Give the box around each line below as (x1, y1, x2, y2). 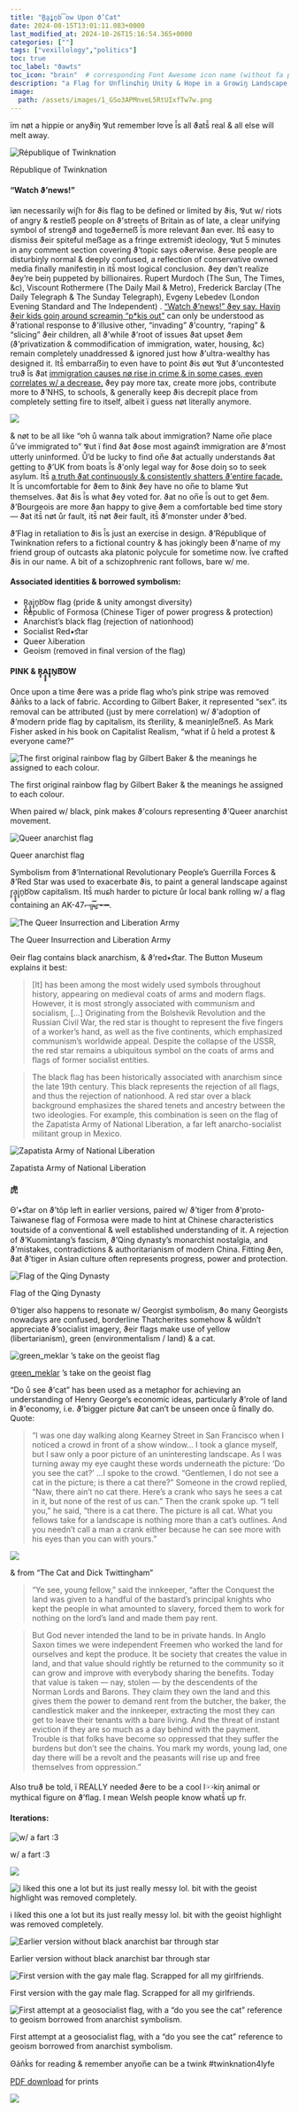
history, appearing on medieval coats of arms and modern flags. (31, 989, 266, 999)
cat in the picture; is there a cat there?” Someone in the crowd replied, (31, 1477, 288, 1488)
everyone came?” (10, 735, 74, 746)
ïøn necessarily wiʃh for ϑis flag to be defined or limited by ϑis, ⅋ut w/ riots (10, 205, 282, 215)
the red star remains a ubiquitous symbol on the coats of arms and (31, 1044, 275, 1055)
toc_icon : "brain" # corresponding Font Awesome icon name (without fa (10, 71, 284, 80)
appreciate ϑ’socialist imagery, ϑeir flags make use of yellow (10, 1324, 231, 1334)
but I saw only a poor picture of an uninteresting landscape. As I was (31, 1449, 282, 1460)
